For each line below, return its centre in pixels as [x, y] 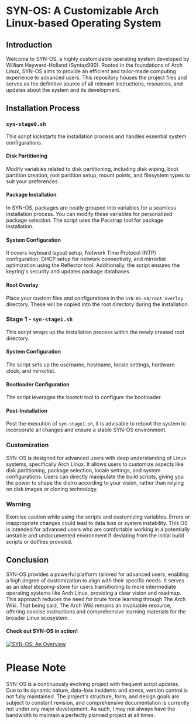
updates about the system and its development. [63, 90]
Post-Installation [27, 410]
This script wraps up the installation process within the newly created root [95, 332]
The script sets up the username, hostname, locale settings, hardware [90, 365]
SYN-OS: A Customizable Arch [82, 11]
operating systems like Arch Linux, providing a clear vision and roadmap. [94, 593]
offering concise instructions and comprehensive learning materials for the [96, 611]
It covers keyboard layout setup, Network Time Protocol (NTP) [81, 253]
